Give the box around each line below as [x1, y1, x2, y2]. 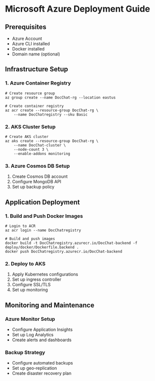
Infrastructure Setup [5, 65, 68, 73]
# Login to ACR [5, 224, 36, 228]
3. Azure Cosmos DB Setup [5, 162, 70, 169]
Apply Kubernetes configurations [12, 271, 78, 277]
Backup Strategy [5, 349, 46, 356]
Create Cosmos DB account [12, 173, 68, 179]
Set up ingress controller [12, 277, 62, 282]
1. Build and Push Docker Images [5, 212, 83, 219]
